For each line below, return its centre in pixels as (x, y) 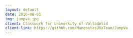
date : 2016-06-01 (23, 14)
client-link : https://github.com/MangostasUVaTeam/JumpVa (66, 28)
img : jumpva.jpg (22, 19)
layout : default (22, 10)
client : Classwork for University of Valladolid (57, 23)
